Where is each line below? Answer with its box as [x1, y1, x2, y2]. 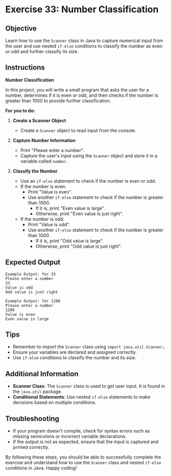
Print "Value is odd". [28, 221, 70, 227]
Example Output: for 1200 [5, 298, 60, 304]
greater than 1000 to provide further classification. [5, 97, 111, 103]
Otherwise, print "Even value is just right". [35, 210, 124, 217]
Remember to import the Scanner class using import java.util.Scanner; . [12, 344, 166, 350]
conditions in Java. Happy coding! [5, 465, 77, 471]
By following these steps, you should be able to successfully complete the [5, 454, 162, 460]
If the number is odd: [20, 216, 65, 222]
